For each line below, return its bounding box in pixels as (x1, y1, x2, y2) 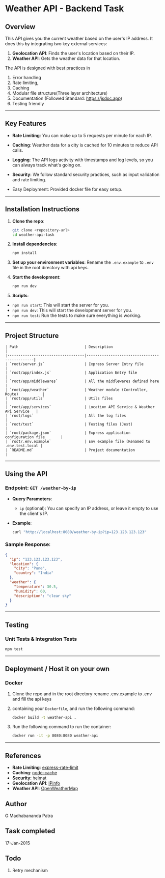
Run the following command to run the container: (12, 724, 111, 730)
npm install (12, 251, 37, 255)
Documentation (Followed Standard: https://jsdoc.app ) (12, 95, 123, 101)
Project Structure (5, 331, 59, 340)
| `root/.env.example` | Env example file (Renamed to (5, 439, 151, 444)
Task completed (5, 827, 55, 835)
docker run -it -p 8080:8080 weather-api (12, 733, 99, 738)
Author (5, 799, 27, 808)
